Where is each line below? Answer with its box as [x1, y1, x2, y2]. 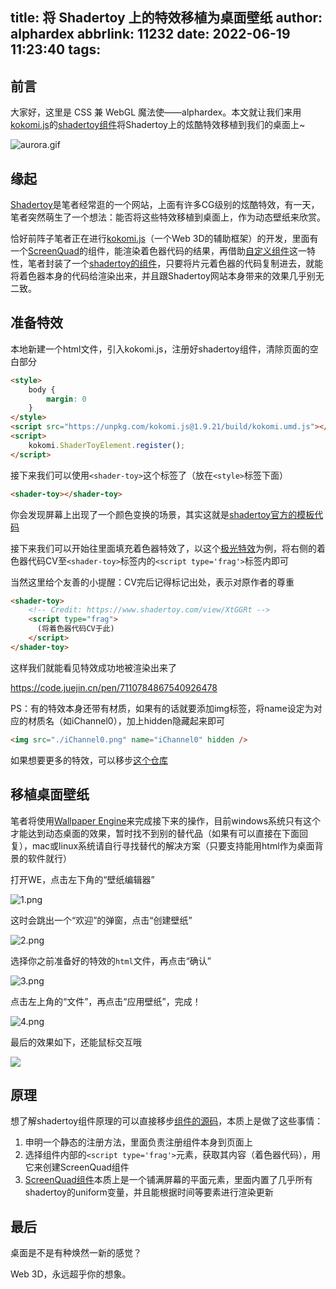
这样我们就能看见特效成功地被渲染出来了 [10, 661, 177, 673]
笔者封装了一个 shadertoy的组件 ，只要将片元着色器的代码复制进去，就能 [27, 258, 324, 270]
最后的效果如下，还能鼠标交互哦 [10, 1036, 142, 1048]
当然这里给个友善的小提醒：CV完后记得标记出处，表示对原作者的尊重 [10, 576, 295, 588]
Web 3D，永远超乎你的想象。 [10, 1268, 132, 1280]
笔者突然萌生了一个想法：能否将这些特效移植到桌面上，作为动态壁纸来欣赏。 [10, 211, 326, 223]
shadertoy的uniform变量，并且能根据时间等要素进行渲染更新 [24, 1186, 274, 1198]
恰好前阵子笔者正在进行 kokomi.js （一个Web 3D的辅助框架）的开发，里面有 [10, 233, 319, 245]
